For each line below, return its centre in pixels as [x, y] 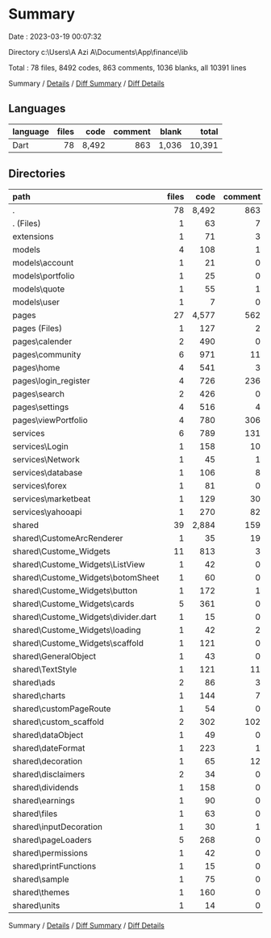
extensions [33, 237]
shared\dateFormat [49, 747]
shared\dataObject [48, 735]
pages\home [36, 367]
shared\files [35, 814]
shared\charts [39, 695]
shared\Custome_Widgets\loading [77, 630]
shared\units [36, 905]
